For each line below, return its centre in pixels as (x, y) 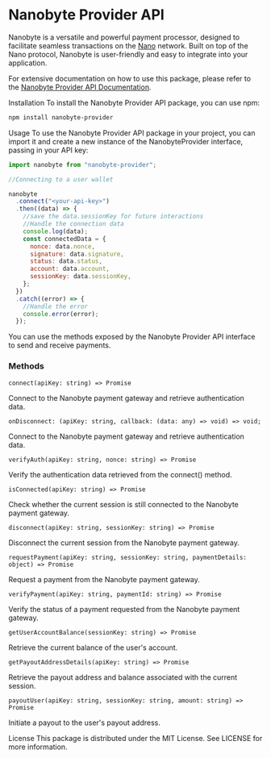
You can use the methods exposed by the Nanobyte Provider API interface (132, 337)
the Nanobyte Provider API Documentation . (80, 87)
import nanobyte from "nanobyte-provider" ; (83, 165)
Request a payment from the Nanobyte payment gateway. (104, 579)
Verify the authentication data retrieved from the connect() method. (120, 474)
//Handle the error (56, 306)
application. (28, 63)
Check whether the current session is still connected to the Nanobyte (124, 504)
